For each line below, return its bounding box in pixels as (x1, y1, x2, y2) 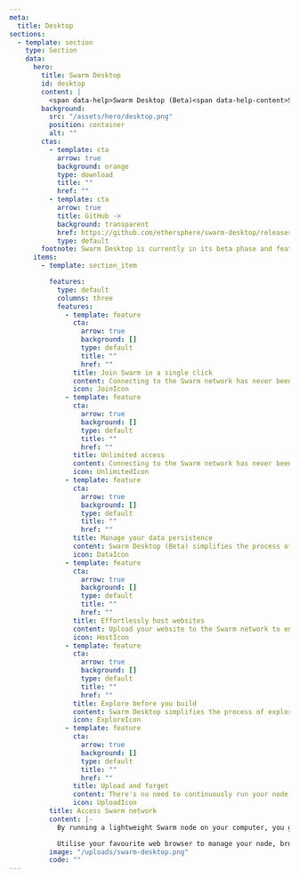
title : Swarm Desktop (41, 71, 122, 80)
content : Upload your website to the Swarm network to (72, 624, 280, 633)
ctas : (41, 137, 62, 146)
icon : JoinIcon (72, 384, 129, 394)
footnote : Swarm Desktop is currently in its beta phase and (41, 245, 273, 254)
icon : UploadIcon (72, 798, 138, 808)
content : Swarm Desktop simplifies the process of (72, 707, 265, 716)
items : (32, 253, 58, 262)
